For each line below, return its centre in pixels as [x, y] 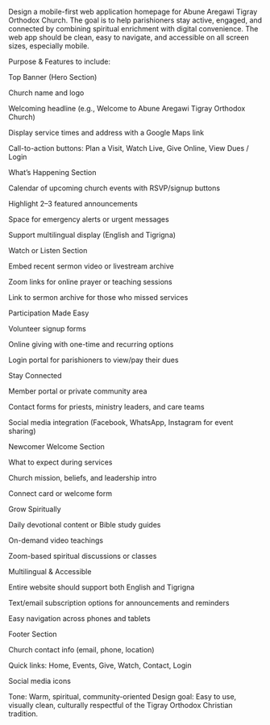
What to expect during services [60, 462]
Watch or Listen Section [48, 250]
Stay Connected [35, 375]
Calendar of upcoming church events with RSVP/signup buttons [114, 188]
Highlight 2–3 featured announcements [73, 204]
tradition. [23, 714]
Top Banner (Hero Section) [53, 77]
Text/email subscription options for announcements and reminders [119, 603]
